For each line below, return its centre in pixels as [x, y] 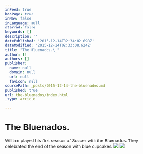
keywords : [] [18, 32]
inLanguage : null [23, 23]
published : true [21, 90]
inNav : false [18, 18]
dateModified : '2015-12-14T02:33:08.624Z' [48, 45]
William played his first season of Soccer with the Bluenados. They [71, 141]
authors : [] [17, 59]
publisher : [16, 63]
